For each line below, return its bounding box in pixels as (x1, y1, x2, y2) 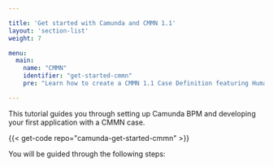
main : (15, 56, 35, 65)
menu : (8, 49, 27, 57)
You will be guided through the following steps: (8, 148, 166, 159)
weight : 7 (8, 34, 42, 42)
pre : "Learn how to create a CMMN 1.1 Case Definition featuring (23, 79, 249, 87)
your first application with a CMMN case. (8, 117, 145, 127)
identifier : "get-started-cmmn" (23, 72, 132, 80)
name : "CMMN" (23, 64, 67, 73)
